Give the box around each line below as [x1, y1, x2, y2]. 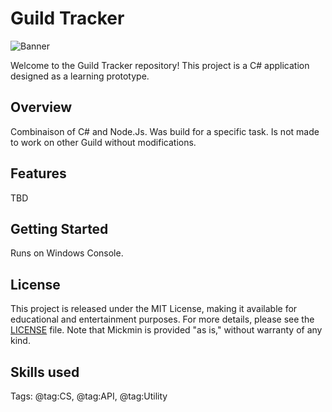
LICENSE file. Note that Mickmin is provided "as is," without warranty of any [10, 324, 323, 336]
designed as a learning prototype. [10, 70, 150, 82]
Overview [10, 99, 73, 116]
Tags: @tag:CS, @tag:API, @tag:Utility [10, 390, 168, 402]
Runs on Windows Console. [10, 247, 124, 259]
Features [10, 165, 67, 182]
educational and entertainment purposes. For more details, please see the [10, 313, 315, 326]
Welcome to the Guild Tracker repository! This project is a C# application [10, 59, 310, 71]
